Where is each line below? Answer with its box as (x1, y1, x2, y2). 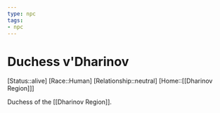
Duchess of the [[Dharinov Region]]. (7, 98, 112, 106)
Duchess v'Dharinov (7, 53, 129, 69)
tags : (7, 17, 23, 24)
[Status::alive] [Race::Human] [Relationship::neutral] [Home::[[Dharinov (7, 77, 213, 85)
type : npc (7, 10, 37, 18)
